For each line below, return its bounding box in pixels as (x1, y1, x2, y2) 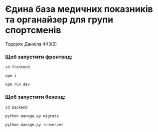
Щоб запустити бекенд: (5, 93, 66, 100)
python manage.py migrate (5, 113, 59, 119)
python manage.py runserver (5, 122, 64, 127)
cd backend (5, 105, 28, 110)
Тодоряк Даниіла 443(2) (5, 41, 57, 47)
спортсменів (5, 25, 61, 36)
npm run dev (5, 82, 30, 87)
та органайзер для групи (5, 14, 114, 25)
